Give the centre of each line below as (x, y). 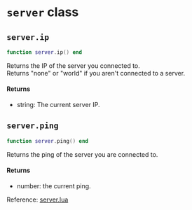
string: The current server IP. (58, 105)
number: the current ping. (54, 185)
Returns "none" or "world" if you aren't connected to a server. (96, 73)
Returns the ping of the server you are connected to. (82, 154)
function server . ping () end (48, 141)
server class (43, 12)
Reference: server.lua (37, 199)
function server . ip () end (44, 52)
